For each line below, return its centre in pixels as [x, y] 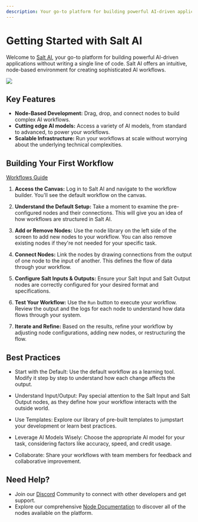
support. [25, 500]
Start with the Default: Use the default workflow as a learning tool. [95, 372]
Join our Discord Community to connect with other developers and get [100, 494]
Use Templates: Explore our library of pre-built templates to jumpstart [99, 420]
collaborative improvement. [48, 461]
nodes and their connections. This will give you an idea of [113, 213]
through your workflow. [43, 267]
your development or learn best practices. [65, 426]
